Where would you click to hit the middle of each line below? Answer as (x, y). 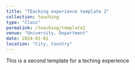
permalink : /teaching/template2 (46, 28)
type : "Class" (24, 22)
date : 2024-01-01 (27, 38)
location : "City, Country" (39, 44)
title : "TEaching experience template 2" (58, 11)
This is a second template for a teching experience (68, 60)
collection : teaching (33, 17)
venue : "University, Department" (47, 33)
